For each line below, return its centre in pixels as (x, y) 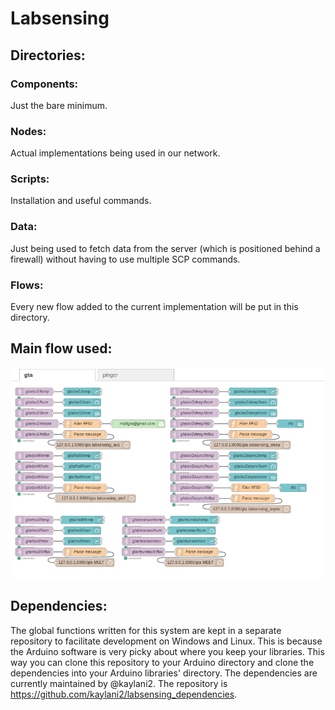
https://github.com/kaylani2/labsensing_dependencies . (124, 694)
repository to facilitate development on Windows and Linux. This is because (166, 641)
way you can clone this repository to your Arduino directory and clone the (162, 662)
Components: (44, 84)
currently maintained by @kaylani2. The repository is (119, 683)
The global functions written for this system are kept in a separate (146, 630)
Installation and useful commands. (81, 201)
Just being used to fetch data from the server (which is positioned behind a (165, 248)
